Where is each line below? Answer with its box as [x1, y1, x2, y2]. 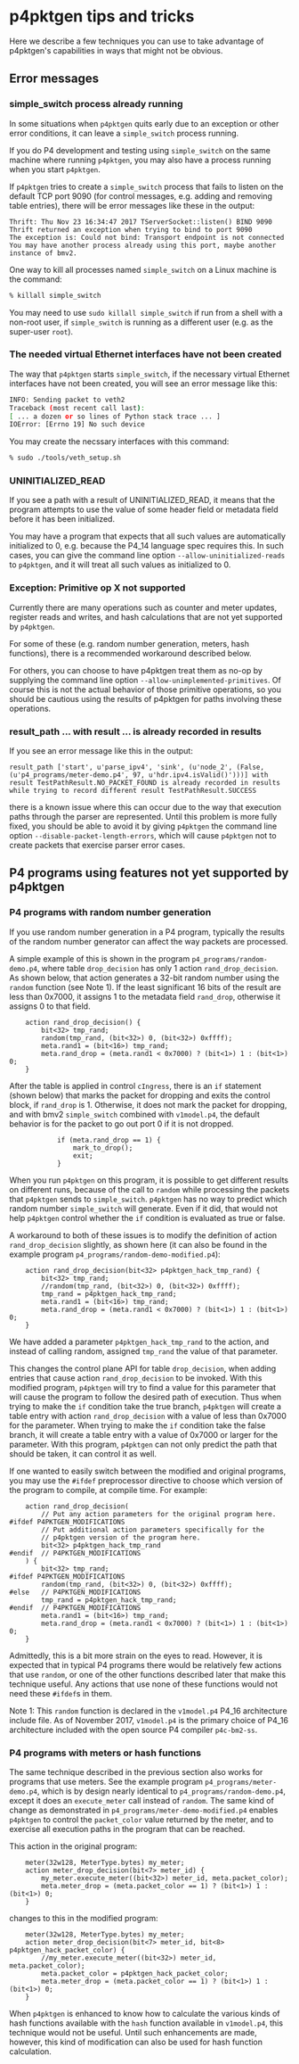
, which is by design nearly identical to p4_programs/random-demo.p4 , [36, 1786, 287, 1796]
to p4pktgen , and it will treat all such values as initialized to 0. [9, 559, 231, 570]
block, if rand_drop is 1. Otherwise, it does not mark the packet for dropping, [9, 1099, 287, 1110]
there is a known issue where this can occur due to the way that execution [9, 802, 282, 813]
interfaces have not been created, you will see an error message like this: [9, 377, 278, 389]
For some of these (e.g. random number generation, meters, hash [9, 638, 249, 648]
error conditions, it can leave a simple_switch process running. [9, 128, 239, 138]
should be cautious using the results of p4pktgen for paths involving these [9, 693, 282, 704]
